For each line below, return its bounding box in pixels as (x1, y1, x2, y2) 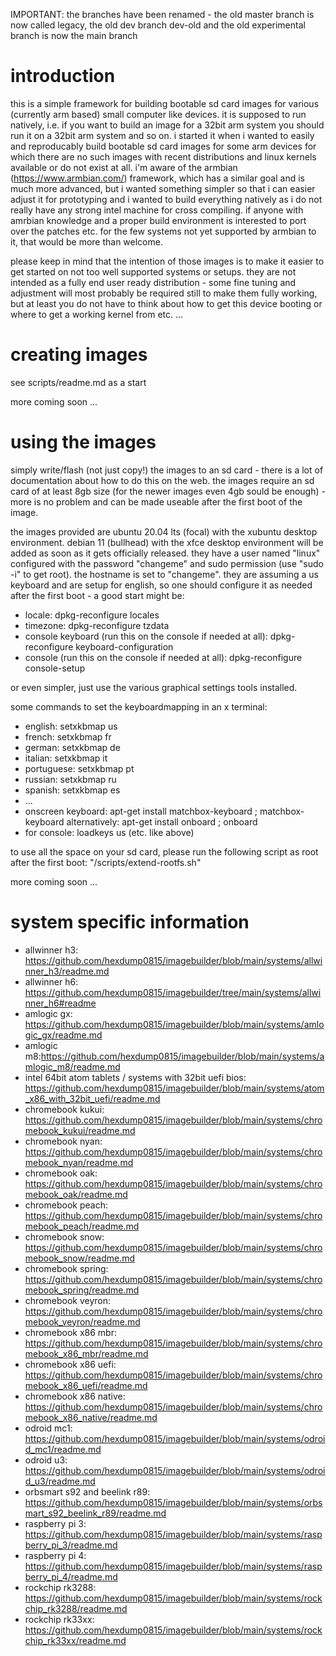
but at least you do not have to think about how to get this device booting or (10, 297, 323, 309)
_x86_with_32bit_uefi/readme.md (24, 1092, 161, 1104)
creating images (10, 344, 148, 366)
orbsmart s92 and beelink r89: (24, 1485, 151, 1498)
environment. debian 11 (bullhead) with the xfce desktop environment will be (10, 536, 324, 548)
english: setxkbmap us (24, 720, 118, 732)
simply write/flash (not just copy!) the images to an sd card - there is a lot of (10, 464, 324, 476)
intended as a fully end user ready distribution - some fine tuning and (10, 276, 297, 288)
